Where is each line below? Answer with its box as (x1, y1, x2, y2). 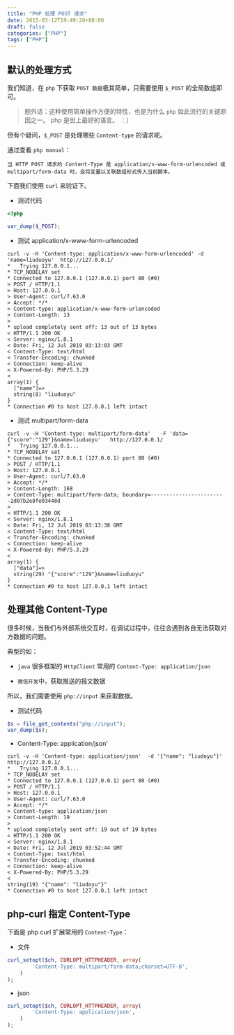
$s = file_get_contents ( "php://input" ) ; (7, 720, 127, 727)
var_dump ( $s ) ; (7, 727, 49, 734)
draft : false (7, 23, 45, 30)
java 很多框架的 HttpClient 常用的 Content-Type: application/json (17, 661, 211, 670)
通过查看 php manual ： (7, 145, 71, 154)
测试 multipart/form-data (17, 416, 88, 425)
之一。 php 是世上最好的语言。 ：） (30, 116, 133, 124)
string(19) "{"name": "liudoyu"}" (7, 881, 108, 888)
